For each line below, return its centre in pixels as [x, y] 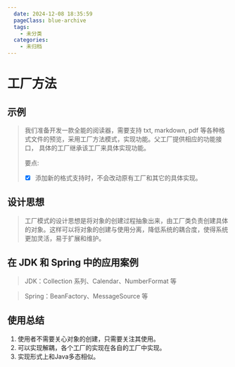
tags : [22, 27]
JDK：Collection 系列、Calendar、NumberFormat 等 [101, 281]
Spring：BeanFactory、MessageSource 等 [86, 296]
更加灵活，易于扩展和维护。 [65, 238]
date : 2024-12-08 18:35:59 [53, 14]
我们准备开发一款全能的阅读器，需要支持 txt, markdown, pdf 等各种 [122, 130]
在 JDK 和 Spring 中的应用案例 [73, 263]
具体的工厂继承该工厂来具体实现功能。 [94, 148]
